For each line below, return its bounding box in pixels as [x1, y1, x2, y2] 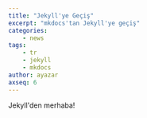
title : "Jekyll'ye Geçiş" [8, 11, 94, 20]
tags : [8, 41, 26, 49]
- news [22, 33, 44, 42]
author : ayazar [8, 71, 59, 79]
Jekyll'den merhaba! [8, 100, 75, 110]
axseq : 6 [8, 78, 37, 86]
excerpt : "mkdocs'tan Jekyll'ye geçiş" [8, 19, 141, 27]
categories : [8, 26, 48, 34]
